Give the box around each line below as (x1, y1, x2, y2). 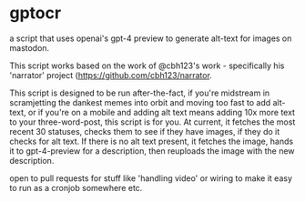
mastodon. (9, 42, 50, 53)
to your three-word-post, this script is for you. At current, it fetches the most (9, 116, 296, 127)
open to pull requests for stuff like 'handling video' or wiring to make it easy (9, 172, 293, 184)
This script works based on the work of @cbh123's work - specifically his (9, 60, 285, 71)
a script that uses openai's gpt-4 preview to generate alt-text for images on (9, 33, 292, 44)
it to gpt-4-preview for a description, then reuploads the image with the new (9, 145, 295, 157)
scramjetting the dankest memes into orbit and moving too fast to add (9, 96, 271, 107)
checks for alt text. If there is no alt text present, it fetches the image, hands (9, 136, 294, 146)
